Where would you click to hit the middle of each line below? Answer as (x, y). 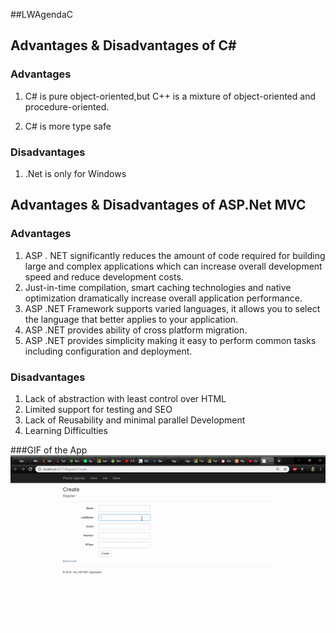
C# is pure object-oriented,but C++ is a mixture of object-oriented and (170, 96)
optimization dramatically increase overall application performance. (163, 298)
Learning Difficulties (66, 430)
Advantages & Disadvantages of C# (123, 45)
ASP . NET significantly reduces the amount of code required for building (175, 255)
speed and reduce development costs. (104, 276)
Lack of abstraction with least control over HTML (125, 398)
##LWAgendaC (41, 14)
